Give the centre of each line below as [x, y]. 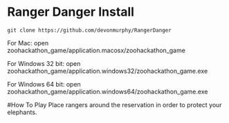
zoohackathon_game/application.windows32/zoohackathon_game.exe [108, 71]
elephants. [22, 112]
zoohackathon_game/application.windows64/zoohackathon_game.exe [108, 91]
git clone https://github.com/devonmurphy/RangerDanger [89, 30]
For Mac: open [28, 43]
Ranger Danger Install [71, 12]
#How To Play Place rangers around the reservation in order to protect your [115, 104]
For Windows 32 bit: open [44, 63]
